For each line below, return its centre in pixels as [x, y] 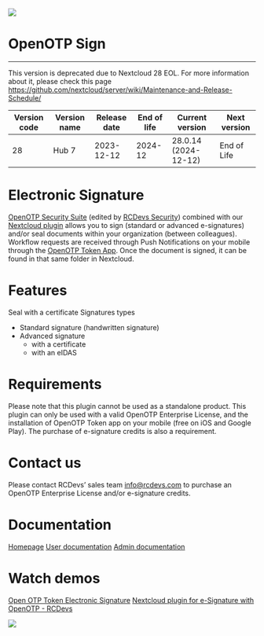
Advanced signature [52, 336]
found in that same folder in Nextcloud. [71, 259]
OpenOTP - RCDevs [40, 608]
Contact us [45, 463]
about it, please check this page [60, 82]
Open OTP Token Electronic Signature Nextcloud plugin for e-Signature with [131, 600]
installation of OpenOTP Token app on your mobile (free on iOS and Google [130, 423]
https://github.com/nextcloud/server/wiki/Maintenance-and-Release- [121, 90]
